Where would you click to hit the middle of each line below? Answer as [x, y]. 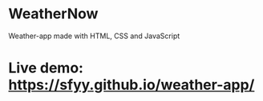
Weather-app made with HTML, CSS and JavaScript [94, 36]
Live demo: [46, 68]
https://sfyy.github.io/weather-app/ [131, 85]
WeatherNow [53, 14]
